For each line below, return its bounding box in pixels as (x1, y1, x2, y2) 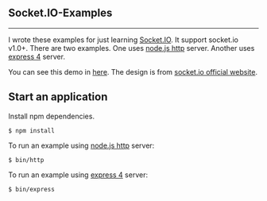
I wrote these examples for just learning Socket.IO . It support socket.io (8, 35, 238, 44)
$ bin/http (8, 156, 44, 164)
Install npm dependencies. (8, 111, 95, 121)
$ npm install (8, 126, 56, 134)
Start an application (8, 91, 108, 104)
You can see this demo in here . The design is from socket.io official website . (8, 67, 258, 76)
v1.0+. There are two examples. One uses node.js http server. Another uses (8, 43, 255, 52)
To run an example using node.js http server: (8, 141, 155, 150)
